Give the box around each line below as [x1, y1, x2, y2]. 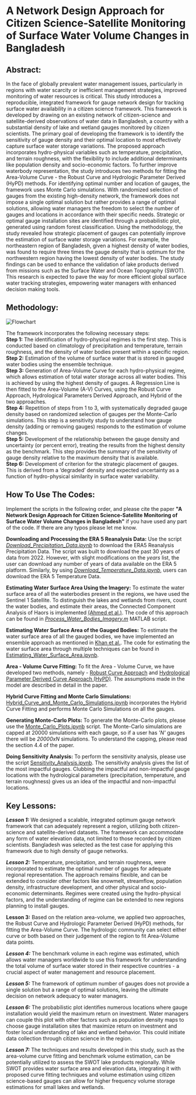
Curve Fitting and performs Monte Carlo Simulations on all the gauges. [6, 705, 176, 712]
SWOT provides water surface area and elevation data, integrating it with [6, 1065, 181, 1072]
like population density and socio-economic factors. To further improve [6, 161, 177, 168]
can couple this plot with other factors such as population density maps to [6, 1016, 184, 1024]
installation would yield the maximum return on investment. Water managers [6, 1010, 188, 1017]
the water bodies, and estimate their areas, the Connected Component [6, 602, 176, 610]
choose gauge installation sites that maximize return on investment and [6, 1022, 177, 1029]
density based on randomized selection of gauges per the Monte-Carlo [6, 410, 177, 417]
